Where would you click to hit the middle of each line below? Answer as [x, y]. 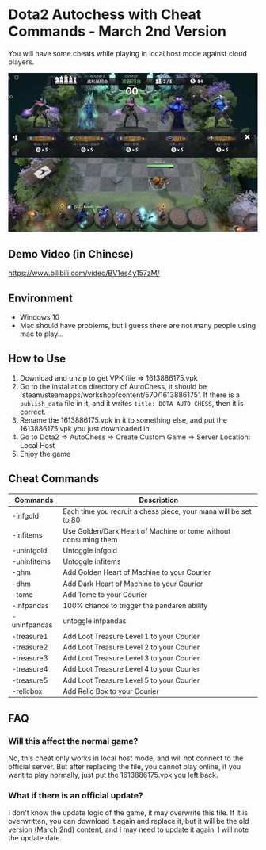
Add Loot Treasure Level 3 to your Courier [131, 658]
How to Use [37, 359]
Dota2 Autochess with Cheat [105, 15]
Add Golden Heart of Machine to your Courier [137, 572]
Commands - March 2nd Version [118, 31]
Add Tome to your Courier [105, 594]
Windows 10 [40, 317]
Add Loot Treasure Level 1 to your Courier [131, 636]
